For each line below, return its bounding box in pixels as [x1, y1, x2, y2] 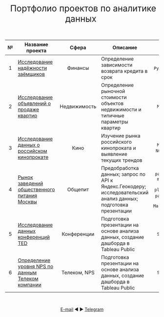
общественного [18, 186, 55, 193]
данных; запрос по [101, 170, 145, 177]
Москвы [18, 198, 38, 205]
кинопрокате [18, 153, 49, 160]
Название [24, 41, 49, 48]
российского [101, 138, 132, 145]
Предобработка [101, 165, 139, 171]
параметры [101, 118, 128, 125]
